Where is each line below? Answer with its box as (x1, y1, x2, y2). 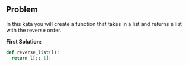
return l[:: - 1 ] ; (11, 55, 52, 61)
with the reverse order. (6, 27, 62, 34)
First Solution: (6, 38, 42, 45)
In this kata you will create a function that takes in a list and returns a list (6, 20, 183, 27)
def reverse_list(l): (6, 49, 60, 55)
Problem (6, 5, 39, 15)
